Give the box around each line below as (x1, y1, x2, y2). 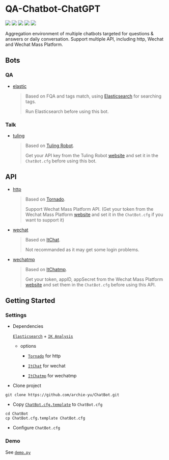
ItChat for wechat (27, 363, 66, 369)
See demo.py (5, 449, 31, 455)
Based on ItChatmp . (25, 266, 67, 272)
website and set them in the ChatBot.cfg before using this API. (25, 281, 156, 287)
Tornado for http (27, 353, 61, 359)
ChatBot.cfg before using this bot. (25, 158, 97, 164)
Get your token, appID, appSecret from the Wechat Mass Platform (25, 276, 163, 282)
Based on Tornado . (25, 196, 66, 202)
